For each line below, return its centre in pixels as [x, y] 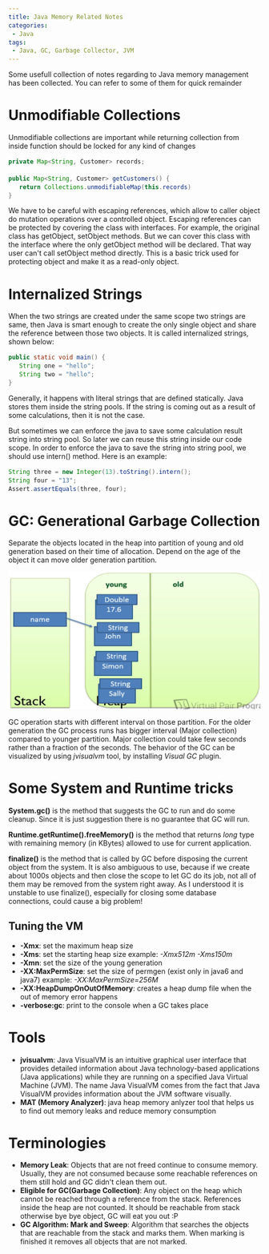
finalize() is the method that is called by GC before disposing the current [128, 858]
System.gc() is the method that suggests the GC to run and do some [122, 810]
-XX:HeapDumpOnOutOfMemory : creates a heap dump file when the [136, 988]
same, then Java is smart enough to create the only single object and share [132, 325]
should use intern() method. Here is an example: [88, 456]
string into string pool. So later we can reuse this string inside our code [125, 439]
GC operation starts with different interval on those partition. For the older [130, 721]
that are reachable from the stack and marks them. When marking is [132, 1233]
